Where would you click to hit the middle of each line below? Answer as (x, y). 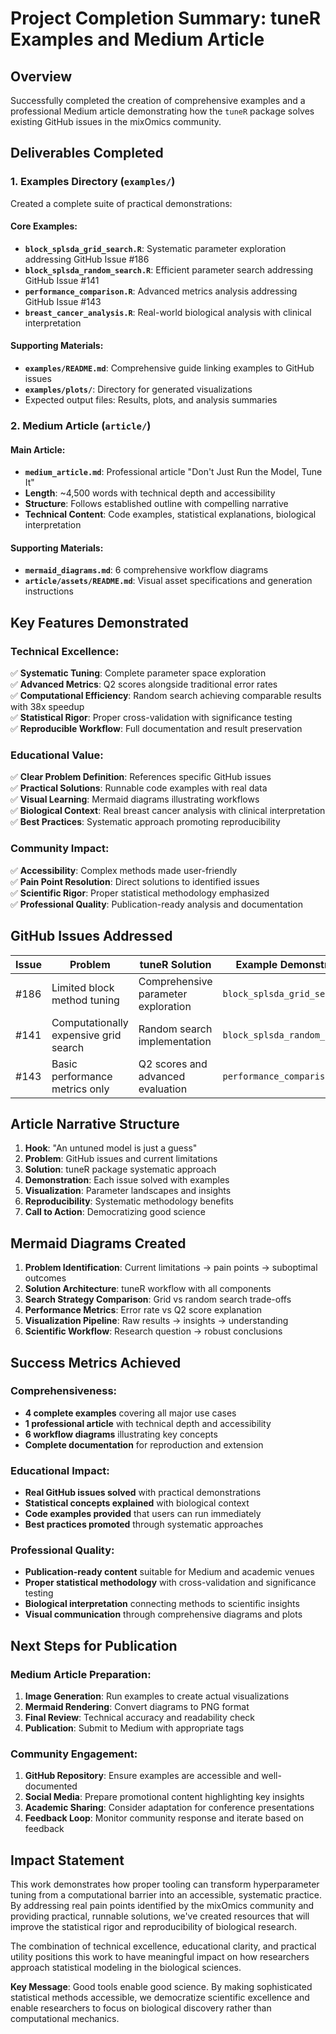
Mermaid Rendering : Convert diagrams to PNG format (137, 1707)
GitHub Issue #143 (63, 301)
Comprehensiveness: (64, 1391)
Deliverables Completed (87, 153)
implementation (175, 1041)
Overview (41, 76)
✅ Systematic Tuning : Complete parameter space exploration (138, 673)
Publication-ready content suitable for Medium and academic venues (169, 1572)
